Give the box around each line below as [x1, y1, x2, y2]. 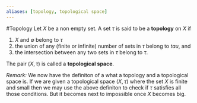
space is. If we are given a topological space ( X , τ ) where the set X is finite [6, 78, 188, 85]
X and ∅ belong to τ [14, 36, 63, 43]
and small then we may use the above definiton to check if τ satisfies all [6, 84, 182, 91]
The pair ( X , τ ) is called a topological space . [6, 60, 115, 67]
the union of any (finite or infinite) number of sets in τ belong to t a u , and [14, 42, 191, 49]
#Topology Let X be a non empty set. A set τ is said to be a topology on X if [6, 25, 192, 32]
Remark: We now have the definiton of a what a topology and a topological [6, 71, 189, 78]
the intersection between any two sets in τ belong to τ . [14, 48, 148, 56]
